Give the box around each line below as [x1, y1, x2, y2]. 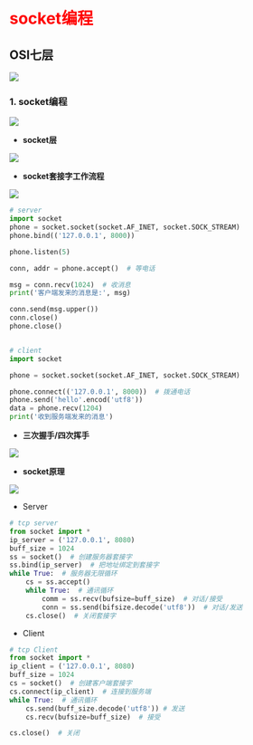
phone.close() [9, 322, 63, 331]
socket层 [22, 135, 57, 146]
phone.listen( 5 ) [9, 247, 70, 256]
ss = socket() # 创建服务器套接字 [9, 552, 133, 561]
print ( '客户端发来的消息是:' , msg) [9, 289, 131, 298]
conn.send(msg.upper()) [9, 305, 99, 314]
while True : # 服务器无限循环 [9, 569, 117, 578]
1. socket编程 [9, 95, 68, 108]
